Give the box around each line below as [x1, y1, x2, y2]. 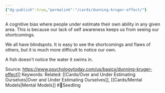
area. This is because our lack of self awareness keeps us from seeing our [5, 26, 159, 32]
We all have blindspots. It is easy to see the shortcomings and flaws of [5, 41, 151, 47]
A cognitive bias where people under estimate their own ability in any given [5, 21, 160, 27]
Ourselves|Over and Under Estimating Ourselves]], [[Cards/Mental [5, 76, 142, 82]
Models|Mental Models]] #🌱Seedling [5, 82, 81, 88]
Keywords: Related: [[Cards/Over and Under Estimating [22, 71, 136, 77]
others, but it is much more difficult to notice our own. [5, 46, 116, 52]
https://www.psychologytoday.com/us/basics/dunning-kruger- [22, 66, 152, 72]
